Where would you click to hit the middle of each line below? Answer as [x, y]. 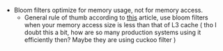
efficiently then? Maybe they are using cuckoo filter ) [100, 40]
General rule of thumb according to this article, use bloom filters [116, 17]
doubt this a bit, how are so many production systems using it [113, 32]
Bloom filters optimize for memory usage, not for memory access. [108, 10]
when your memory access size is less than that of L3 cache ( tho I [121, 25]
